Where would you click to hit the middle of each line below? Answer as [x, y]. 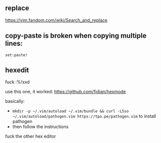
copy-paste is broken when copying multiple [76, 36]
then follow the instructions [40, 127]
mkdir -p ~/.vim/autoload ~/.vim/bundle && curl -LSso [71, 111]
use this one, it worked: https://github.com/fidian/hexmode [66, 92]
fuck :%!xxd [17, 82]
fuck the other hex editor [31, 137]
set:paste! [16, 55]
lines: [14, 43]
